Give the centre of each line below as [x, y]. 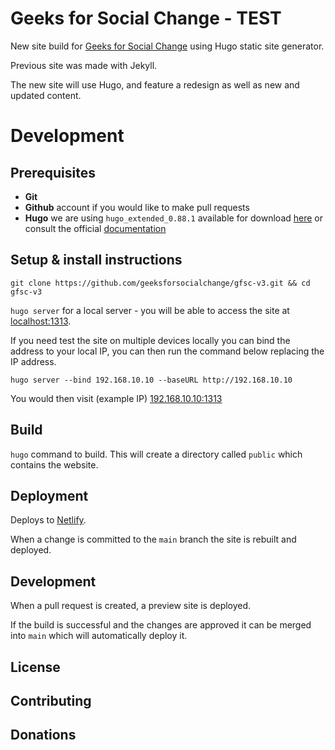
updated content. [46, 95]
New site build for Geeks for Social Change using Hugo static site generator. [167, 46]
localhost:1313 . [41, 321]
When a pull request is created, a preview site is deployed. [131, 606]
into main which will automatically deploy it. [99, 636]
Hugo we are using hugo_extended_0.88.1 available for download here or [174, 218]
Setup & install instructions [96, 260]
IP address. [33, 361]
